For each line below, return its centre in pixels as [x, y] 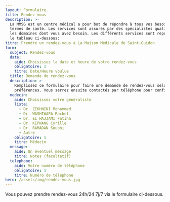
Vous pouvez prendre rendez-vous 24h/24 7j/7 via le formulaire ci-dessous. [84, 194]
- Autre [27, 132]
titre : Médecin [30, 142]
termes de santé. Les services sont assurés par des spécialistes [81, 29]
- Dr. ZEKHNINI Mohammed [45, 109]
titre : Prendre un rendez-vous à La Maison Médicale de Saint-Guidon [80, 43]
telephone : [21, 161]
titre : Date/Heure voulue [42, 72]
